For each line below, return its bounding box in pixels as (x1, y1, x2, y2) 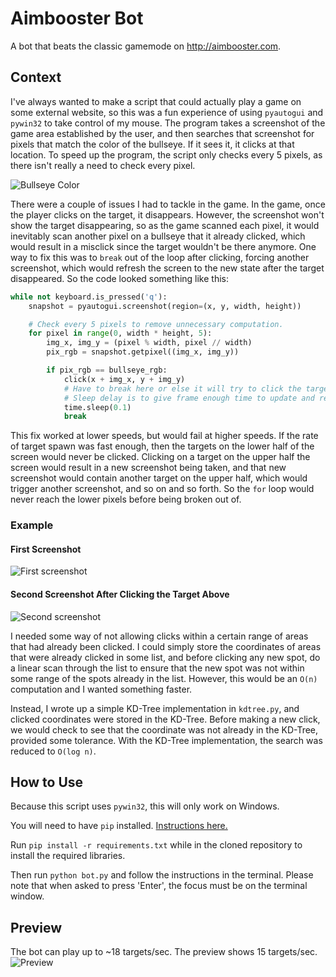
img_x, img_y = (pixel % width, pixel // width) (46, 338, 253, 348)
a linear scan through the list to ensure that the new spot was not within (10, 662, 305, 674)
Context (10, 69, 62, 86)
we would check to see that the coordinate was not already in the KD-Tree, (10, 723, 319, 736)
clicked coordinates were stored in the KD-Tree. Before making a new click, (10, 713, 321, 725)
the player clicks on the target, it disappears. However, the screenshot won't (10, 208, 325, 221)
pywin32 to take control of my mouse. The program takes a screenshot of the (10, 117, 326, 129)
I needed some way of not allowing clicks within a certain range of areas (10, 630, 309, 642)
